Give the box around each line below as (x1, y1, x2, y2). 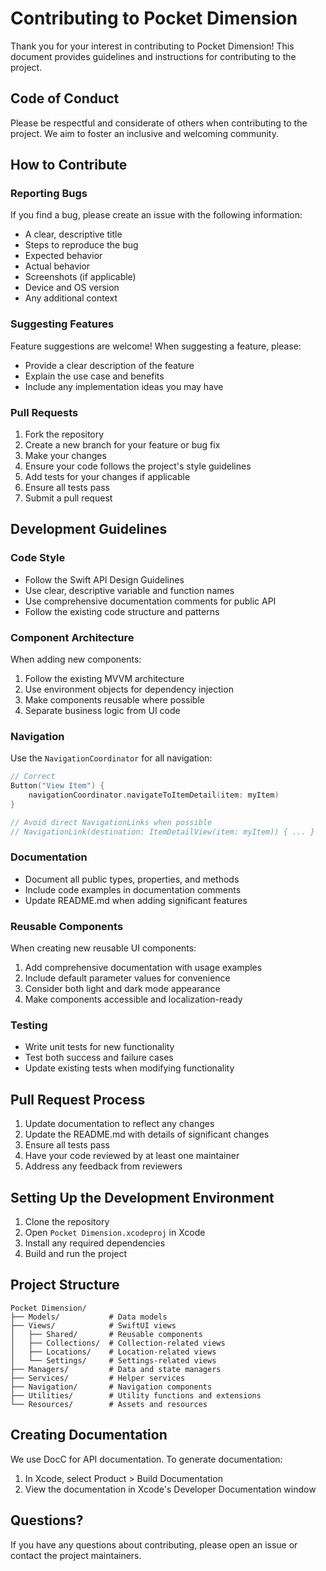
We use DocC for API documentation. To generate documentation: (10, 1453, 283, 1465)
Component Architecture (10, 630, 135, 644)
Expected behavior (24, 250, 103, 262)
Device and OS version (24, 282, 120, 294)
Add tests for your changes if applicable (24, 471, 191, 483)
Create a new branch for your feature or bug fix (24, 439, 221, 451)
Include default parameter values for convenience (24, 972, 231, 984)
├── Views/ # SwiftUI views (10, 1320, 177, 1331)
